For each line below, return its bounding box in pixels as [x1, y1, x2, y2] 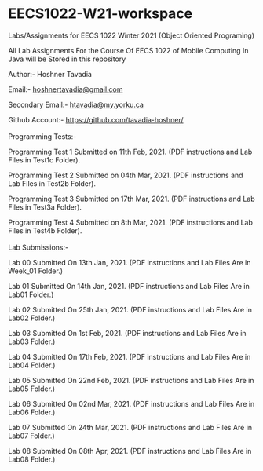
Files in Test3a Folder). [8, 202, 82, 212]
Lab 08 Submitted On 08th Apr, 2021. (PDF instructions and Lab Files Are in [8, 446, 252, 455]
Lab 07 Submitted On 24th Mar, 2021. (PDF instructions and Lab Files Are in [8, 422, 253, 432]
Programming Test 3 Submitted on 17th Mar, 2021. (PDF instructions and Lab [8, 194, 255, 203]
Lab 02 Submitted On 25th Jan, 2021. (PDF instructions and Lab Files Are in [8, 305, 253, 314]
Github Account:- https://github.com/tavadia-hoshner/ [8, 115, 184, 124]
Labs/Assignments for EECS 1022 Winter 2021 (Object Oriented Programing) [8, 31, 255, 40]
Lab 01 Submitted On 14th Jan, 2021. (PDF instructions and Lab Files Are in [8, 281, 250, 290]
